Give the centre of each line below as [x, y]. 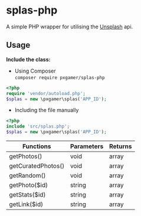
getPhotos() [26, 156]
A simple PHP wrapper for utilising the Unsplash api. [70, 27]
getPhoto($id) [29, 185]
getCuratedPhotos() [37, 166]
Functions [37, 146]
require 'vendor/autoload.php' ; [46, 93]
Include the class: [28, 59]
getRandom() [27, 176]
